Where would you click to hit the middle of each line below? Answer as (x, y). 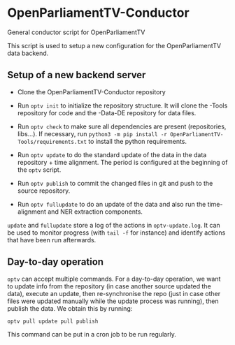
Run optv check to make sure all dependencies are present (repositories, (122, 126)
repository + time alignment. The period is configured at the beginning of (122, 162)
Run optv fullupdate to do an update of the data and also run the (112, 204)
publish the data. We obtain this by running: (70, 308)
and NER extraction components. (95, 212)
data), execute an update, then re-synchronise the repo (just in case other (114, 293)
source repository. (44, 191)
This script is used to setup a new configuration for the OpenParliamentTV (114, 45)
